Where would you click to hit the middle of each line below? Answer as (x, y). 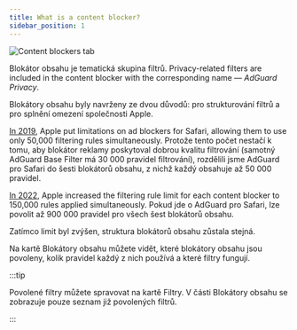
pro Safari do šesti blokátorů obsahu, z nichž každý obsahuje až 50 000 (141, 169)
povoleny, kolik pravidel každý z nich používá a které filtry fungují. (130, 257)
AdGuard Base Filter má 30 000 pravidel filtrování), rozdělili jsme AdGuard (145, 159)
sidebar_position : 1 (47, 26)
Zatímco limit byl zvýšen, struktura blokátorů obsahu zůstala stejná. (132, 231)
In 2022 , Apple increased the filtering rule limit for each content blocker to (145, 195)
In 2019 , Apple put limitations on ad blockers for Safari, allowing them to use (148, 130)
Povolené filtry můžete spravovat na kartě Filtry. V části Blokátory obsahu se (148, 292)
